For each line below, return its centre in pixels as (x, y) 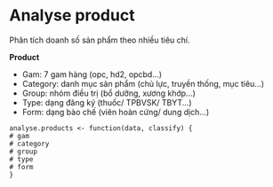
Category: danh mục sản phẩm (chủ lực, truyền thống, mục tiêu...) (143, 83)
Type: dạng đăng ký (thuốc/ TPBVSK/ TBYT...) (107, 102)
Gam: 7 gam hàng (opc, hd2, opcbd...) (92, 74)
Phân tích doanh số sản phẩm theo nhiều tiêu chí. (100, 40)
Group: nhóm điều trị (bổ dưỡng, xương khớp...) (108, 93)
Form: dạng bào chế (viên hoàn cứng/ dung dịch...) (116, 112)
